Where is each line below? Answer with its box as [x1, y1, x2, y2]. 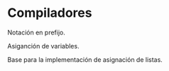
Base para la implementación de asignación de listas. [7, 55, 163, 64]
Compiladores [7, 5, 92, 21]
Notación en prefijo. [7, 28, 65, 37]
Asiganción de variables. [7, 41, 80, 50]
